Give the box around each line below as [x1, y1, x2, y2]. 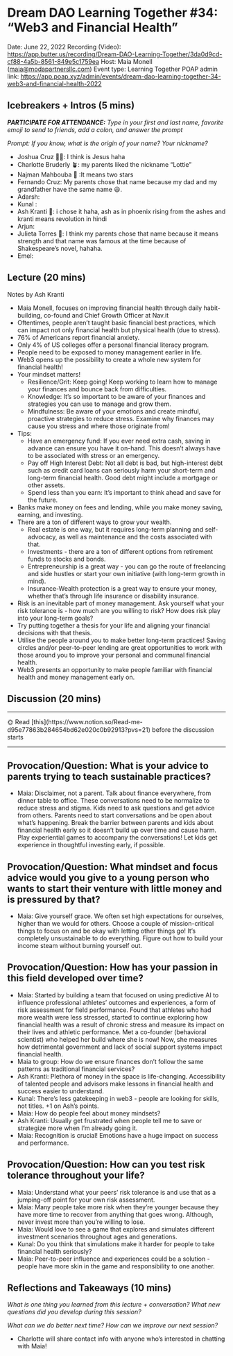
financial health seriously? [17, 1247, 92, 1255]
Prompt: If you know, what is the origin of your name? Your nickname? [7, 139, 208, 147]
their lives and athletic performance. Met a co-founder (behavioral [17, 1027, 207, 1036]
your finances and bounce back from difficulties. [27, 384, 167, 393]
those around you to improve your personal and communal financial [17, 651, 211, 659]
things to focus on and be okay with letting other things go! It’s [17, 926, 196, 935]
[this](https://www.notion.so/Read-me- [31, 718, 144, 726]
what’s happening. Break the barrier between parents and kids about [17, 819, 214, 827]
